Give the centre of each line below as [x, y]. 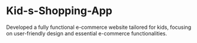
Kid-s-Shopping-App [59, 11]
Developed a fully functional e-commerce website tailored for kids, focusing [99, 27]
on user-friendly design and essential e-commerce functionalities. [87, 33]
